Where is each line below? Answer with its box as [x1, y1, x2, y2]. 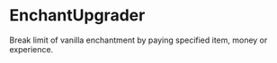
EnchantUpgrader [9, 5, 146, 26]
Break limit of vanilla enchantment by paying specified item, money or [9, 35, 268, 45]
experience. [9, 43, 54, 54]
